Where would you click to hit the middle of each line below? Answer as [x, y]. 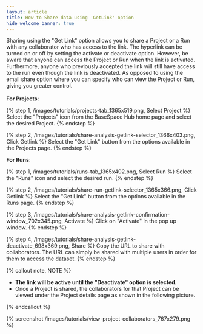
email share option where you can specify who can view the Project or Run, [101, 79]
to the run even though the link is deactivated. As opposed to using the [95, 73]
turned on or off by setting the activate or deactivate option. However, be [98, 54]
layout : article [27, 12]
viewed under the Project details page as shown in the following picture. [105, 295]
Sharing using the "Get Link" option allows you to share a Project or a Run [98, 41]
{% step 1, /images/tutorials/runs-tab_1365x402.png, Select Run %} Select [99, 172]
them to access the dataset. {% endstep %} [61, 259]
